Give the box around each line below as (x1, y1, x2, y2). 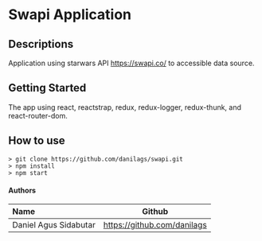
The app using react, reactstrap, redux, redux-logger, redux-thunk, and (8, 102, 241, 112)
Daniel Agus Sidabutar (12, 219, 96, 230)
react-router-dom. (8, 111, 68, 120)
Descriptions (8, 37, 74, 51)
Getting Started (8, 81, 87, 95)
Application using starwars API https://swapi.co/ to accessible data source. (8, 58, 255, 68)
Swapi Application (8, 6, 132, 24)
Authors (8, 185, 37, 196)
